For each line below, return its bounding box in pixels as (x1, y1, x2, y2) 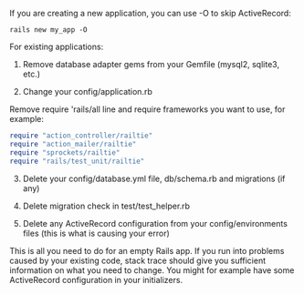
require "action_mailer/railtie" (9, 139, 137, 148)
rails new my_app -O (9, 25, 89, 35)
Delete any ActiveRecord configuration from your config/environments (22, 218, 288, 228)
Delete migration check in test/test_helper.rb (22, 200, 190, 211)
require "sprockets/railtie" (9, 147, 121, 157)
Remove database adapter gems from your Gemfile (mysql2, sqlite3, (22, 59, 280, 69)
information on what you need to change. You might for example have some (9, 264, 295, 276)
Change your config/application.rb (22, 86, 152, 96)
